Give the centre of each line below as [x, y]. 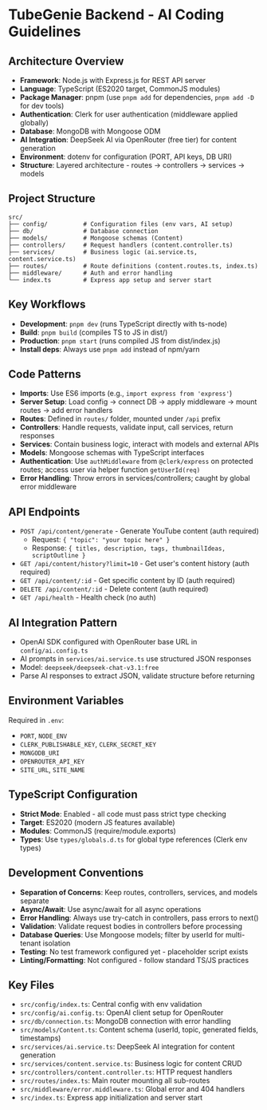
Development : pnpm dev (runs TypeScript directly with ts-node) [124, 323]
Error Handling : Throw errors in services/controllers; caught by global [135, 478]
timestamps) [40, 1038]
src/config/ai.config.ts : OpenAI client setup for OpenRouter [122, 1013]
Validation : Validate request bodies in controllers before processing [131, 926]
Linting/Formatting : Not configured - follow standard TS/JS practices [134, 960]
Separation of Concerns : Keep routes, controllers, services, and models [138, 892]
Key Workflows [47, 305]
